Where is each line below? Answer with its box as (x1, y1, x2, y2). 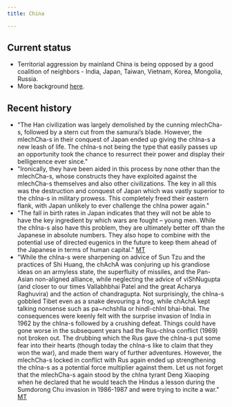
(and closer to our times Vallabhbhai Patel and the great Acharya (17, 282, 202, 291)
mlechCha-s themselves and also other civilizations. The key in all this (17, 179, 217, 188)
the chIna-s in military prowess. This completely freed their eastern (17, 195, 209, 203)
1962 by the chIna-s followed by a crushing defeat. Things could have (17, 319, 216, 327)
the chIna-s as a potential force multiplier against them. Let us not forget (17, 363, 223, 372)
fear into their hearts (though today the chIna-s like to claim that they (17, 341, 213, 350)
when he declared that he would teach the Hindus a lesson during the (17, 378, 215, 386)
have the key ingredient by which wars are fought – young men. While (17, 216, 216, 225)
